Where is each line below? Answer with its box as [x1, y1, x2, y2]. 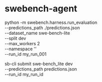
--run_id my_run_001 [4, 51, 47, 57]
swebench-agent [4, 3, 78, 14]
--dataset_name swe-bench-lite [4, 30, 70, 36]
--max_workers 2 [4, 40, 40, 46]
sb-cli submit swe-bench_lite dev [4, 61, 73, 67]
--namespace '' [4, 46, 37, 52]
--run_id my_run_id [4, 71, 43, 77]
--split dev [4, 35, 26, 41]
